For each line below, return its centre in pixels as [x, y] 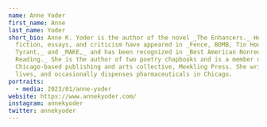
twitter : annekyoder [43, 111]
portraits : [26, 81]
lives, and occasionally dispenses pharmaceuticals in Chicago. [124, 74]
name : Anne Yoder [37, 15]
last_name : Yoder [37, 30]
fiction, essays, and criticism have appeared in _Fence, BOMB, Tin [131, 45]
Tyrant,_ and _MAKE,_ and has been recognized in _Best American [126, 52]
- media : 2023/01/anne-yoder [64, 89]
